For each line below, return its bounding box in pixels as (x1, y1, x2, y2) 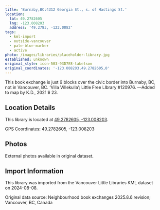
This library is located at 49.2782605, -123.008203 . (5, 116, 108, 122)
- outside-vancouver (9, 39, 51, 44)
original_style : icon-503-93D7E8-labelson (5, 61, 92, 66)
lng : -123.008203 (9, 20, 45, 26)
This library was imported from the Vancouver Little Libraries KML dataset (5, 180, 153, 186)
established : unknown (5, 57, 49, 62)
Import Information (5, 167, 64, 175)
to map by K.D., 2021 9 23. (5, 89, 58, 95)
